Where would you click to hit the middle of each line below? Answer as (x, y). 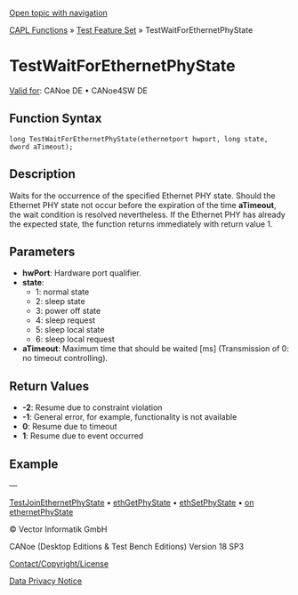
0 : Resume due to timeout (69, 427)
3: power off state (68, 311)
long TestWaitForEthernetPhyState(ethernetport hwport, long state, (139, 139)
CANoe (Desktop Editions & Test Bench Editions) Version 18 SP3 (127, 547)
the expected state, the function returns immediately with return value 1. (141, 224)
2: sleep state (60, 302)
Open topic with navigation (59, 13)
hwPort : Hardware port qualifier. (81, 273)
